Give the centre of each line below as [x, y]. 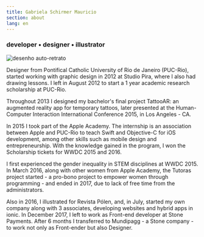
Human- [186, 108]
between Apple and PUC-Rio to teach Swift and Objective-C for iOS [91, 133]
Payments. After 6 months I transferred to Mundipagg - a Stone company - [100, 221]
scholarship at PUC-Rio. [37, 89]
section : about [26, 18]
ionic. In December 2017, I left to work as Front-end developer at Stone [95, 214]
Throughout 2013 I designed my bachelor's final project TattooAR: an [93, 101]
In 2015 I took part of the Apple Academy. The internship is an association [99, 126]
